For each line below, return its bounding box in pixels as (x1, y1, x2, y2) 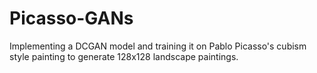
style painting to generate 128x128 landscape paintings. (9, 50, 239, 62)
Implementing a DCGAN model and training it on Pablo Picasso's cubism (9, 40, 307, 52)
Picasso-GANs (9, 7, 134, 30)
